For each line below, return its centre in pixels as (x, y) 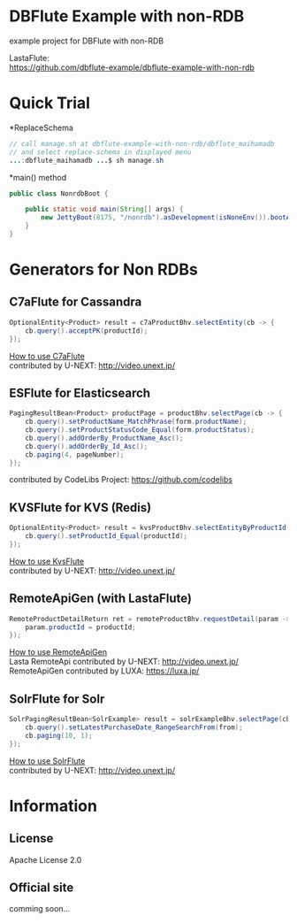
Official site (42, 888)
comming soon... (40, 909)
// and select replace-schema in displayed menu (100, 152)
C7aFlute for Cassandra (76, 302)
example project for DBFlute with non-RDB (87, 41)
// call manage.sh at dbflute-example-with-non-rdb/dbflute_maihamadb (142, 143)
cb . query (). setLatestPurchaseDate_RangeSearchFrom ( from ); (134, 727)
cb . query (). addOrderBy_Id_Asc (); (87, 446)
